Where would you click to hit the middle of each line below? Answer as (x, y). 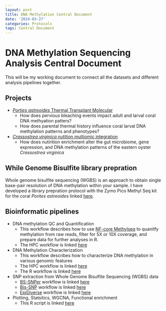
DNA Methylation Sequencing (68, 53)
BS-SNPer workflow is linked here (55, 282)
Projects (18, 98)
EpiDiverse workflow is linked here (55, 292)
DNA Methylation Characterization (48, 250)
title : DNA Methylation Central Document (49, 14)
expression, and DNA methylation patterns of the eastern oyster (85, 147)
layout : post (19, 10)
